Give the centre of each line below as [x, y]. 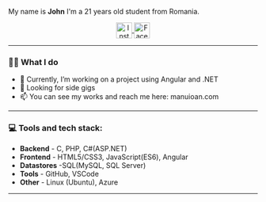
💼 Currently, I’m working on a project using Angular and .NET [119, 79]
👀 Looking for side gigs [57, 88]
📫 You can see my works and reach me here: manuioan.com [119, 97]
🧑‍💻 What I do [33, 62]
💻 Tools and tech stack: [55, 128]
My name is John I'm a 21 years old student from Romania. [104, 11]
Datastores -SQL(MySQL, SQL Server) [83, 165]
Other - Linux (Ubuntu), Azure [69, 182]
